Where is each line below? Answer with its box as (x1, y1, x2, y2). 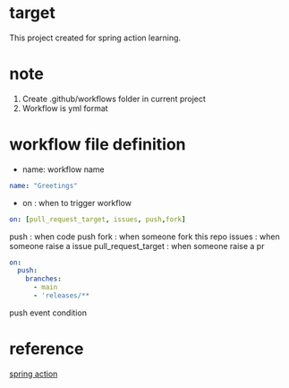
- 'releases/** (32, 291, 90, 300)
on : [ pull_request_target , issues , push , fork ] (9, 214, 186, 224)
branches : (25, 274, 63, 284)
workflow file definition (9, 134, 186, 155)
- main (32, 283, 58, 292)
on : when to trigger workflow (21, 197, 132, 208)
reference (9, 339, 84, 359)
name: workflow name (21, 164, 105, 175)
